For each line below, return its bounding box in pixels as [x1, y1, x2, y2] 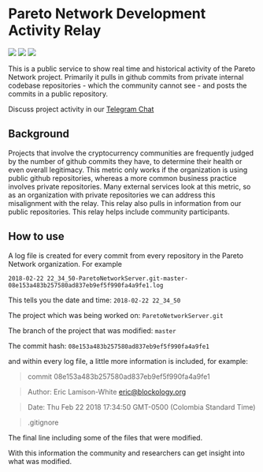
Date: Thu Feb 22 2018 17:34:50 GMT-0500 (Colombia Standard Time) [27, 402, 256, 411]
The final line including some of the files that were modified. [8, 433, 203, 442]
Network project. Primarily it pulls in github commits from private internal [8, 72, 244, 81]
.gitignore [27, 418, 59, 427]
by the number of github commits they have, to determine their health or [8, 156, 243, 166]
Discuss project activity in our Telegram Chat [8, 104, 154, 114]
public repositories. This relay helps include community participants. [8, 207, 230, 216]
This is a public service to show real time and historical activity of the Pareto [8, 64, 256, 73]
